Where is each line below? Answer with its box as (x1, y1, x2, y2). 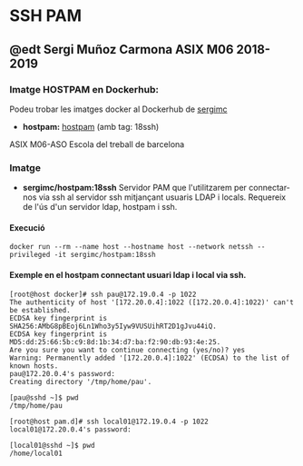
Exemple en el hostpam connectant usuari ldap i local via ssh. (9, 269, 247, 280)
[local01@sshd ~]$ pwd (9, 441, 95, 450)
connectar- (249, 183, 290, 193)
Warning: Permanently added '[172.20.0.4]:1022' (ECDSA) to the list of (9, 353, 290, 362)
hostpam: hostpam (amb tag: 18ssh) (22, 121, 160, 132)
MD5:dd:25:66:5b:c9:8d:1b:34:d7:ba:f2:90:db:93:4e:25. (9, 337, 221, 346)
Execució (9, 222, 45, 233)
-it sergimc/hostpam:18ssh (54, 251, 156, 260)
